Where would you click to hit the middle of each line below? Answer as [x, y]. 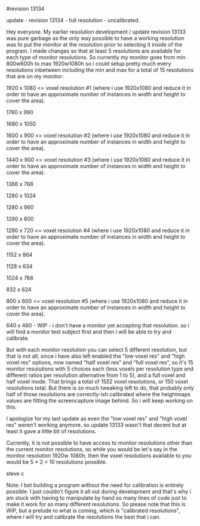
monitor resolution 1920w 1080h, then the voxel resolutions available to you [99, 455]
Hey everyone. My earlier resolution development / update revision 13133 [96, 32]
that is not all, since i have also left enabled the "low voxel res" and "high [96, 356]
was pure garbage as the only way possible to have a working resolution [95, 38]
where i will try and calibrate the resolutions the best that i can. [84, 517]
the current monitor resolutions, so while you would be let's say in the [92, 449]
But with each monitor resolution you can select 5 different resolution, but [97, 350]
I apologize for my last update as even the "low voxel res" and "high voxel [97, 419]
